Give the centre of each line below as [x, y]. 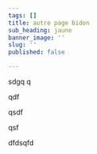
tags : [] [22, 15]
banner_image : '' [37, 38]
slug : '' [22, 45]
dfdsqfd [21, 143]
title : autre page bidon [49, 23]
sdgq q [20, 81]
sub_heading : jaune [40, 30]
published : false [37, 52]
